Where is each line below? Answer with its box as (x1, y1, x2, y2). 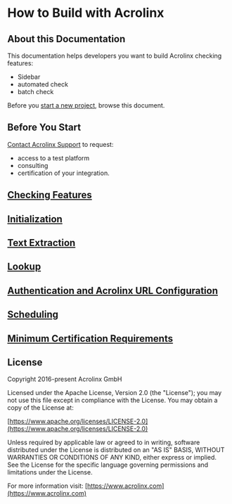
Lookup (7, 261, 41, 273)
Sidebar (17, 72, 41, 81)
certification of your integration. (17, 169, 110, 177)
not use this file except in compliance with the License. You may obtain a (7, 396, 218, 405)
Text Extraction (7, 237, 76, 249)
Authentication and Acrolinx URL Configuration (7, 285, 219, 297)
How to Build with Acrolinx (7, 5, 165, 21)
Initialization (7, 213, 63, 225)
